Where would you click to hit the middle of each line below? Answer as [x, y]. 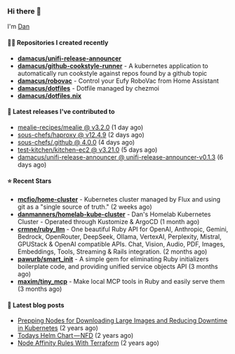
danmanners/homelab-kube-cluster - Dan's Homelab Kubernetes [114, 214]
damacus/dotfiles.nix [49, 96]
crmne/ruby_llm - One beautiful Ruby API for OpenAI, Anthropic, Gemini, [123, 229]
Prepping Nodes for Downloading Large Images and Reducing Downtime [122, 321]
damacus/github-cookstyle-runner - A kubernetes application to [113, 65]
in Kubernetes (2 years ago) [58, 328]
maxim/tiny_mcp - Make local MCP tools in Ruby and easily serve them [121, 281]
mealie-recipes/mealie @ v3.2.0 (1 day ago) [80, 127]
